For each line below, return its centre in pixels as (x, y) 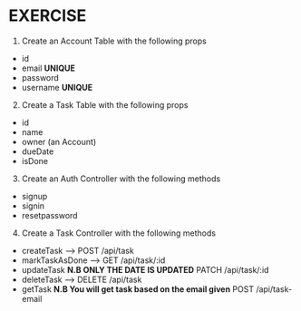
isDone (35, 160)
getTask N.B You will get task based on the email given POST (138, 289)
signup (34, 196)
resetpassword (49, 215)
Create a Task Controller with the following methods (119, 233)
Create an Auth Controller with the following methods (121, 179)
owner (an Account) (59, 141)
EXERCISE (48, 16)
